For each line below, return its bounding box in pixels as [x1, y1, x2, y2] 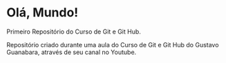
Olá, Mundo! [6, 5, 79, 21]
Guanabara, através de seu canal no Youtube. [6, 48, 137, 56]
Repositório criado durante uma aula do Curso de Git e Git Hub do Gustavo [6, 40, 219, 49]
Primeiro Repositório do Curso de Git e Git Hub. [6, 27, 141, 36]
